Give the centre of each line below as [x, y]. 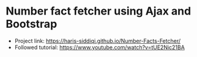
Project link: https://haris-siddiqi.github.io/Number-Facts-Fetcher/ [98, 41]
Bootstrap [32, 24]
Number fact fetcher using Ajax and [98, 11]
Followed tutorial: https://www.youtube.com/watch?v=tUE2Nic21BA [99, 47]
